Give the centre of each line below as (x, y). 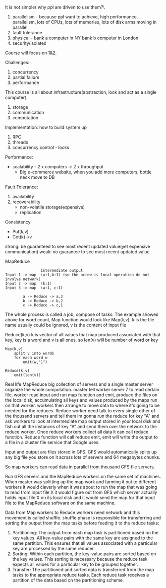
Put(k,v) (20, 231)
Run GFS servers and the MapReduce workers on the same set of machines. (83, 477)
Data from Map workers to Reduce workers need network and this (73, 513)
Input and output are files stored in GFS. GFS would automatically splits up (81, 452)
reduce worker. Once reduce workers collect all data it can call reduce (77, 432)
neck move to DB (37, 177)
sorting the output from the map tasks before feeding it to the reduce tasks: (82, 523)
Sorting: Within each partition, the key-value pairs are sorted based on (84, 554)
